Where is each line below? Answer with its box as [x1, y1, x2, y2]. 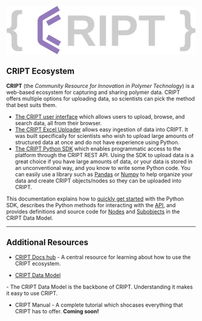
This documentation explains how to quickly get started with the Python [6, 195, 185, 202]
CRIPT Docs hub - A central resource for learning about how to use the [14, 253, 191, 261]
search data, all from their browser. [14, 119, 102, 126]
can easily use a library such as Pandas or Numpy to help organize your [14, 170, 194, 178]
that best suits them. [6, 101, 57, 108]
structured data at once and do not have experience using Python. [14, 139, 180, 146]
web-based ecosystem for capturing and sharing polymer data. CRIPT [6, 89, 180, 96]
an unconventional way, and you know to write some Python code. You [14, 164, 191, 171]
